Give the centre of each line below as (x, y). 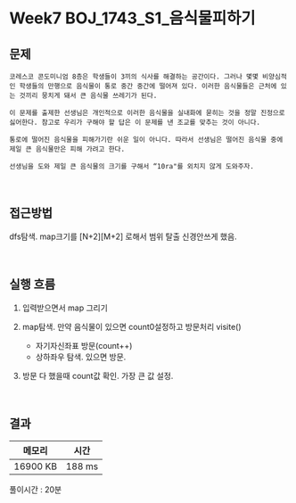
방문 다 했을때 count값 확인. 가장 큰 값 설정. (98, 375)
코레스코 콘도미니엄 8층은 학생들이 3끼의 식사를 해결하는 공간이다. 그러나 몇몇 (134, 77)
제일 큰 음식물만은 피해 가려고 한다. (67, 149)
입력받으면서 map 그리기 (65, 308)
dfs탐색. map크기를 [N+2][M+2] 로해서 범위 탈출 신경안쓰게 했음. (123, 236)
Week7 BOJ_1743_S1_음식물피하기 (132, 18)
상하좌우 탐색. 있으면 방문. (81, 357)
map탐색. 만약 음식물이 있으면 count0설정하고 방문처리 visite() (132, 326)
